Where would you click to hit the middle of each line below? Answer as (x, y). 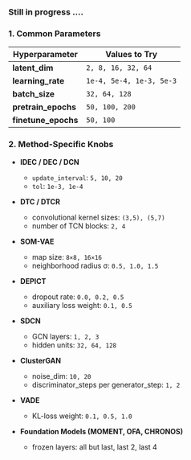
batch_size (33, 94)
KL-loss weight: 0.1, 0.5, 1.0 (82, 416)
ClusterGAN (41, 360)
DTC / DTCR (40, 201)
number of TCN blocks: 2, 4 (79, 226)
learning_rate (39, 81)
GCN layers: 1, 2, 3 (65, 336)
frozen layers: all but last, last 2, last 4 (95, 447)
